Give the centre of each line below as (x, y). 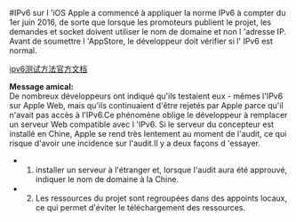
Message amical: (41, 87)
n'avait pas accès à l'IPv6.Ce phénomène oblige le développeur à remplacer (148, 115)
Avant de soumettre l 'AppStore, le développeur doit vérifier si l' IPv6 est (141, 41)
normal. (23, 51)
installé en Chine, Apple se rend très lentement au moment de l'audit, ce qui (148, 134)
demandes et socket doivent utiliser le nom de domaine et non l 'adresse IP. (148, 32)
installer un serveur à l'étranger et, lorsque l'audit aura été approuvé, (161, 170)
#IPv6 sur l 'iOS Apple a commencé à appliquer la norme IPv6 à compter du (148, 13)
